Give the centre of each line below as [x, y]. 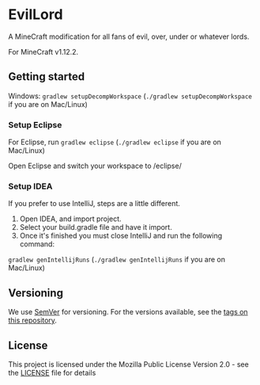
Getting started [47, 77]
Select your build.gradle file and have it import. [96, 227]
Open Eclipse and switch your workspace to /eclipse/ [95, 166]
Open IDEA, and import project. [70, 219]
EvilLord [36, 15]
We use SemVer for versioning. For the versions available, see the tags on [128, 312]
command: [37, 244]
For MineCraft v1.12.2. [43, 51]
